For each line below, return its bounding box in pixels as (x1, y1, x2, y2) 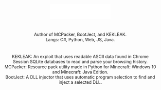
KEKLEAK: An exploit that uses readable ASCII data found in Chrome (12, 54, 149, 60)
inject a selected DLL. (58, 79, 102, 85)
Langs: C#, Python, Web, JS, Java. (45, 37, 115, 43)
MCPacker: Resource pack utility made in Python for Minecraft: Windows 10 (4, 64, 157, 70)
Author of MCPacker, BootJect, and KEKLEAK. (34, 31, 126, 37)
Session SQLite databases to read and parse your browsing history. (13, 59, 148, 65)
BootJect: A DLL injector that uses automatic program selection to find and (5, 74, 155, 80)
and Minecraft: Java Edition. (52, 69, 108, 75)
